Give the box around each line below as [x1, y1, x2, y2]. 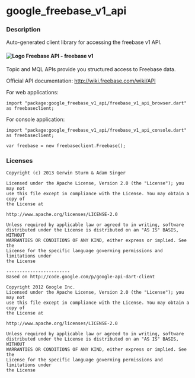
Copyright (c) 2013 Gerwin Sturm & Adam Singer [6, 170, 126, 176]
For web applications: [6, 88, 59, 96]
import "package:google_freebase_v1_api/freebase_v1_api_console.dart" [6, 127, 187, 133]
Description [6, 26, 41, 34]
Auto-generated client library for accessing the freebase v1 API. [6, 39, 162, 46]
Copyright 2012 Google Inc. [6, 284, 76, 290]
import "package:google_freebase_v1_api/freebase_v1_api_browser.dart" [6, 100, 187, 106]
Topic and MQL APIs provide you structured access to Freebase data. [6, 65, 176, 72]
